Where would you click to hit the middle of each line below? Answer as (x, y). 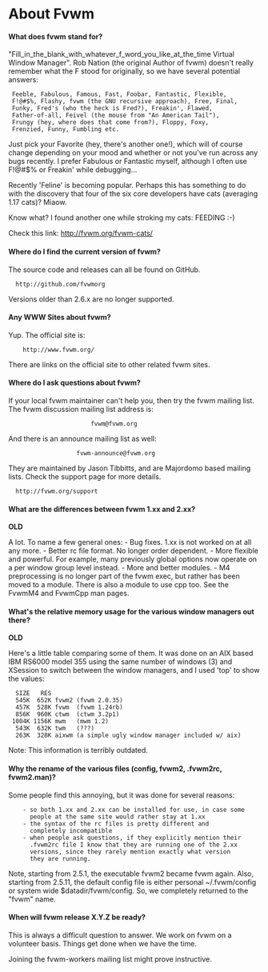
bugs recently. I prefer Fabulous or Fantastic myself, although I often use (128, 162)
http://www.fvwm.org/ (58, 350)
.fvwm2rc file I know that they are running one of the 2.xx (134, 845)
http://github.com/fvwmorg (60, 284)
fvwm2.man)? (32, 777)
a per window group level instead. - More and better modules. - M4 (119, 568)
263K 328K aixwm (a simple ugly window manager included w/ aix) (128, 736)
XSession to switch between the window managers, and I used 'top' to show (134, 670)
